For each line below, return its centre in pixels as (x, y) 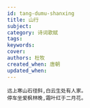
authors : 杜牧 (26, 58)
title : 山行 (23, 20)
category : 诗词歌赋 (33, 32)
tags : (15, 39)
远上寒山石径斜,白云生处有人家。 (47, 91)
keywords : (21, 45)
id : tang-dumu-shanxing (41, 13)
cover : (16, 52)
